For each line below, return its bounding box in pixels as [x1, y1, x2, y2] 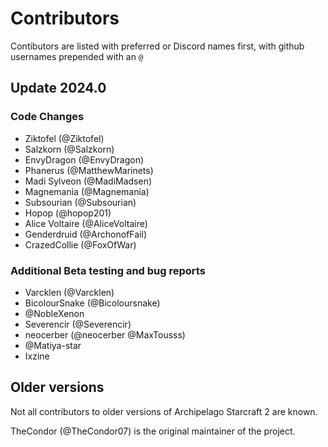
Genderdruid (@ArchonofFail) [24, 228, 147, 240]
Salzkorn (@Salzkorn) [24, 143, 115, 155]
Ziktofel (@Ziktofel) [24, 132, 105, 144]
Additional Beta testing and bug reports [10, 263, 206, 277]
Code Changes [10, 110, 85, 124]
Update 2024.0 [10, 80, 107, 97]
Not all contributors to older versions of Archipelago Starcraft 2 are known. [10, 405, 318, 417]
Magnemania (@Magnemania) [24, 185, 150, 197]
